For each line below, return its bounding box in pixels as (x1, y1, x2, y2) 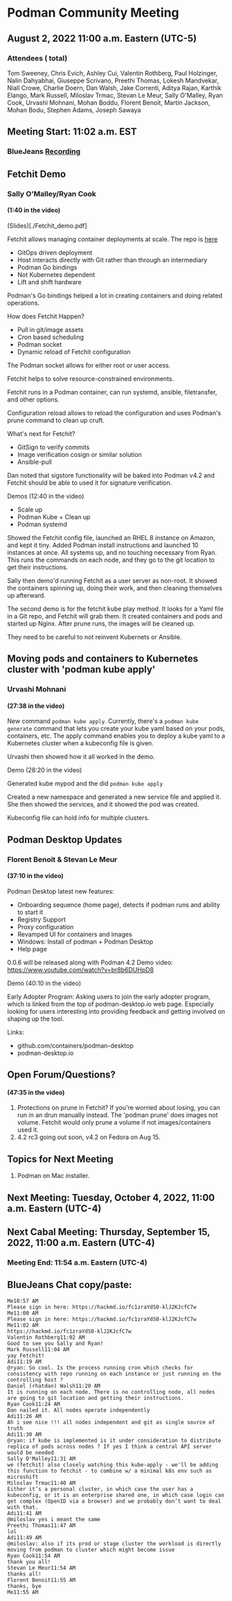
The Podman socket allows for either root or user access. (7, 361, 171, 369)
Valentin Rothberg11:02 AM (7, 1333, 85, 1341)
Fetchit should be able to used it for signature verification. (7, 478, 172, 487)
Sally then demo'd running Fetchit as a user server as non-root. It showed (7, 576, 217, 585)
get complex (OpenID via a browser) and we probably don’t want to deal (7, 1498, 222, 1505)
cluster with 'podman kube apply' (7, 664, 156, 675)
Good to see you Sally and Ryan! (7, 1340, 104, 1347)
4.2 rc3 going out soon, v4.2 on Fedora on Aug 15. (17, 1133, 161, 1141)
